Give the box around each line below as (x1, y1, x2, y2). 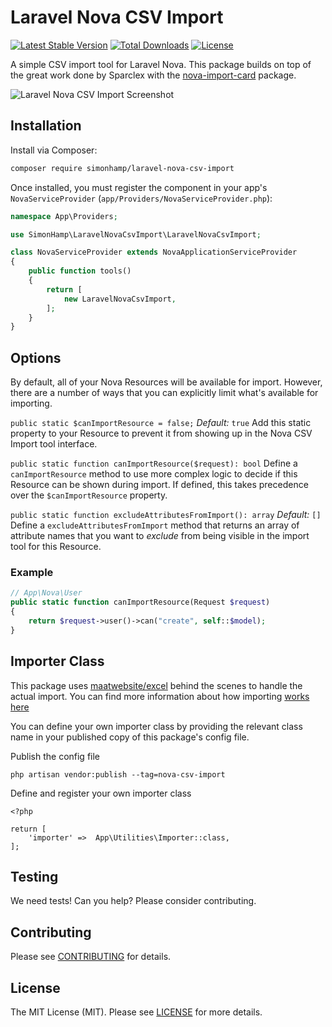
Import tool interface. (10, 438, 98, 450)
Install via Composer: (10, 144, 98, 156)
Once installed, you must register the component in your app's (10, 181, 268, 193)
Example (10, 565, 54, 579)
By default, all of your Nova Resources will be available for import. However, (10, 376, 323, 388)
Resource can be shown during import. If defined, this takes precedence (10, 479, 309, 491)
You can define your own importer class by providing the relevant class (10, 720, 303, 732)
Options (10, 349, 62, 366)
